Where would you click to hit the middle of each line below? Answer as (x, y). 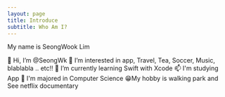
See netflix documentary (43, 86)
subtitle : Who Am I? (38, 27)
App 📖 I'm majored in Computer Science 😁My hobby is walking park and (113, 79)
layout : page (26, 14)
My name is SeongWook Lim (49, 47)
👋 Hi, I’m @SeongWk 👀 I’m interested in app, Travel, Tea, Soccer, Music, (111, 60)
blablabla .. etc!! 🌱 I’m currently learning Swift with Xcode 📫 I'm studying (113, 68)
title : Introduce (33, 20)
